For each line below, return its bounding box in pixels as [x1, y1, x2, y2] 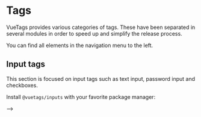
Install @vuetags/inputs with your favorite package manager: [6, 93, 156, 100]
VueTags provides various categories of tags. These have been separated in [6, 24, 196, 31]
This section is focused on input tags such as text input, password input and [6, 75, 196, 82]
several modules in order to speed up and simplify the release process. [6, 30, 182, 37]
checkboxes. [6, 81, 38, 89]
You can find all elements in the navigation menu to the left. [6, 42, 153, 49]
